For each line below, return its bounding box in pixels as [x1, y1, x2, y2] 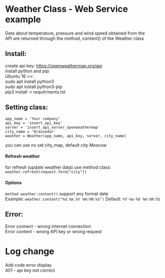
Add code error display [5, 262, 52, 268]
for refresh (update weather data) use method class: [5, 164, 112, 170]
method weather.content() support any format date [5, 190, 109, 196]
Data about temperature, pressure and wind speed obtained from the [5, 30, 145, 36]
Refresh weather [5, 154, 40, 159]
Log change [5, 246, 55, 257]
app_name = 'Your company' [5, 116, 61, 121]
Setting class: [5, 103, 48, 112]
